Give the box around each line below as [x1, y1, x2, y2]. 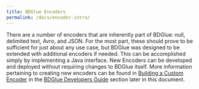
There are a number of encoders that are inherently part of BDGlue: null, [6, 31, 186, 38]
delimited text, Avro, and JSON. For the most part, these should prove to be [6, 37, 193, 44]
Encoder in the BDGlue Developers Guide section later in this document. [6, 76, 185, 83]
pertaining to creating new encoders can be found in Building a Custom [6, 69, 184, 76]
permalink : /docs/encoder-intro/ [6, 14, 90, 20]
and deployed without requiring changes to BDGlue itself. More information [6, 63, 192, 70]
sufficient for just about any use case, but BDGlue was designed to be [6, 43, 180, 51]
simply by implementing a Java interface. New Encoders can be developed [6, 57, 192, 64]
